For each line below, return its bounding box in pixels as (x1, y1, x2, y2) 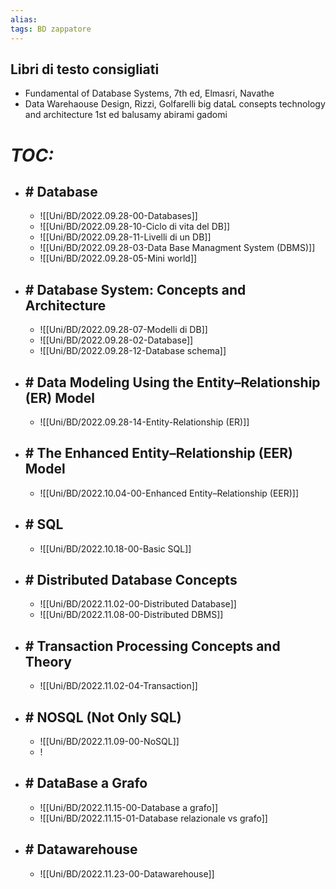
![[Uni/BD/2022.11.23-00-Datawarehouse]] (39, 867, 215, 880)
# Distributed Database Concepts (24, 571, 238, 588)
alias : (10, 14, 38, 25)
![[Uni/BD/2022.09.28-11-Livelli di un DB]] (39, 231, 212, 243)
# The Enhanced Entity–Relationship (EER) (24, 445, 293, 462)
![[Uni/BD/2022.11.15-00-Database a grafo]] (39, 801, 219, 813)
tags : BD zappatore (10, 24, 92, 34)
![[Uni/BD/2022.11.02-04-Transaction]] (39, 680, 198, 692)
